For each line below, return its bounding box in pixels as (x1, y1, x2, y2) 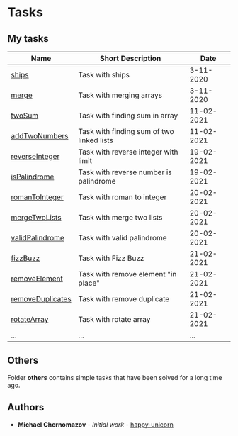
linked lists (78, 135, 113, 145)
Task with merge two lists (78, 213, 163, 222)
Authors (7, 401, 45, 413)
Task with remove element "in (78, 269, 177, 279)
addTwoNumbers (11, 131, 69, 140)
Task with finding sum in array (78, 111, 178, 121)
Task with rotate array (78, 315, 151, 324)
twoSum (11, 111, 39, 121)
